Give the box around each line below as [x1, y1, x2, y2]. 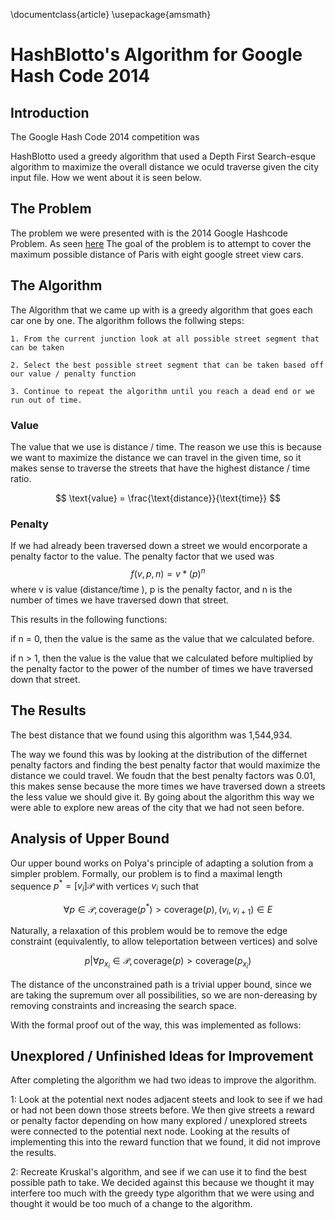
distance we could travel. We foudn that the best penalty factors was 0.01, [10, 769, 316, 781]
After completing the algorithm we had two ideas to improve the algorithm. [10, 1074, 317, 1086]
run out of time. [10, 395, 83, 405]
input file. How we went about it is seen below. [10, 172, 202, 183]
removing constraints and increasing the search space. [10, 999, 237, 1011]
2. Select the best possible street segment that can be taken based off [10, 360, 325, 370]
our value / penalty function [10, 369, 137, 379]
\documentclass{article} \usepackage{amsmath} [10, 9, 212, 20]
